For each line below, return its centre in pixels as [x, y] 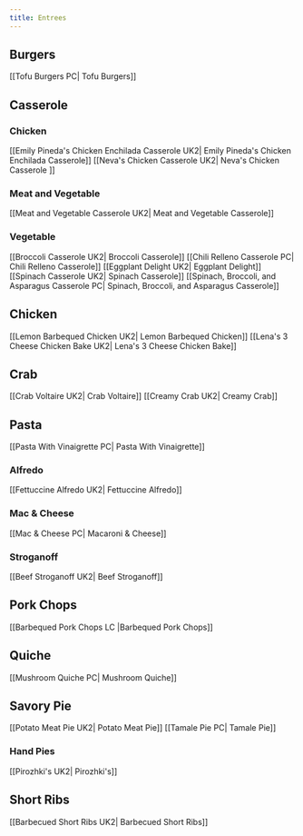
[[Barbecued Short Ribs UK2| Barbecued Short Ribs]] [109, 821]
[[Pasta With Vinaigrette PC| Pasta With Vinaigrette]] [108, 447]
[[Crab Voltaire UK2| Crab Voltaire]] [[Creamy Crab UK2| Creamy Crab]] [144, 396]
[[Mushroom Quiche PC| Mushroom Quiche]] [93, 677]
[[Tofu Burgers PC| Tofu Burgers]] [73, 76]
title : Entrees [38, 18]
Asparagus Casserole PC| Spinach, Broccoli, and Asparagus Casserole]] [144, 285]
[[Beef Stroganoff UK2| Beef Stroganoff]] [86, 577]
